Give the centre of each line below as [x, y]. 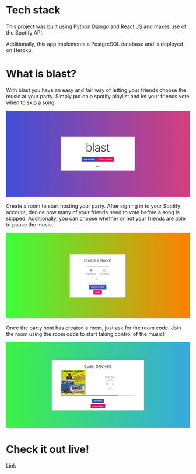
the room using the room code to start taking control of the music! [85, 334]
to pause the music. [30, 224]
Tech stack [33, 10]
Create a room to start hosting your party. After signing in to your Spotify [93, 206]
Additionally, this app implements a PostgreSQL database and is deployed [95, 44]
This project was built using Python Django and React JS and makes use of [96, 26]
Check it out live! [48, 450]
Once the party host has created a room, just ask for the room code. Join [94, 328]
